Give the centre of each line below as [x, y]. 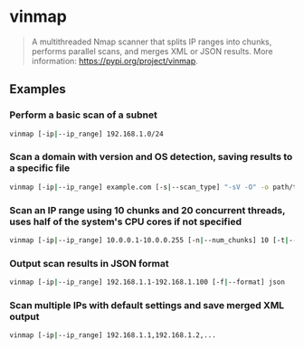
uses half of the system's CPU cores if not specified [126, 222]
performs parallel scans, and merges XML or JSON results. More [152, 51]
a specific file [40, 168]
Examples [38, 89]
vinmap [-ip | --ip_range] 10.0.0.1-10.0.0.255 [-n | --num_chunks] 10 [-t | [149, 240]
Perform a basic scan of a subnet [84, 115]
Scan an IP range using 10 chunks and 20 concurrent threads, [147, 210]
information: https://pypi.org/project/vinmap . [115, 61]
